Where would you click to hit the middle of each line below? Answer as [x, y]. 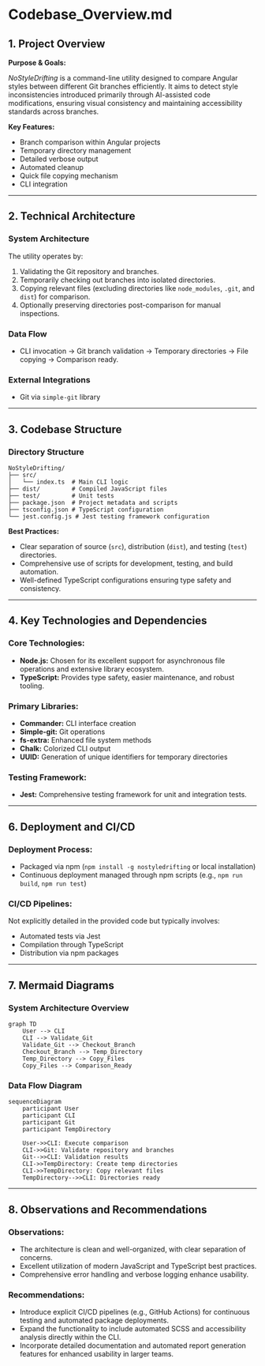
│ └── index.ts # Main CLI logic [68, 482]
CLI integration [44, 184]
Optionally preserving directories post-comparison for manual [120, 305]
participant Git [49, 1123]
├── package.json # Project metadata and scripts [93, 502]
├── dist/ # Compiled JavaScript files [88, 489]
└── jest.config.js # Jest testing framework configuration [109, 516]
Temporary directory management [75, 151]
